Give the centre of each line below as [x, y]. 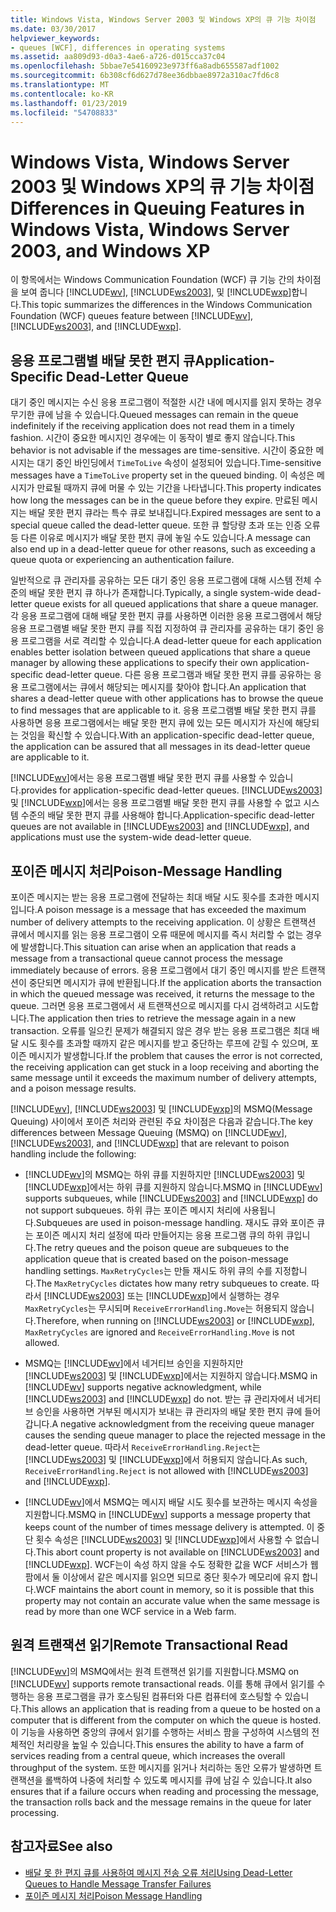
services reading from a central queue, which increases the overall [148, 1755]
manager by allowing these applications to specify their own [134, 663]
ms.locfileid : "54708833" [64, 112]
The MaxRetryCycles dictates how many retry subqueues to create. [172, 1283]
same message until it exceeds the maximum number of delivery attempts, [163, 1077]
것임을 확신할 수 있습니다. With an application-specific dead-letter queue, [167, 735]
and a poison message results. [73, 1088]
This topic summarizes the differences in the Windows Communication [166, 305]
